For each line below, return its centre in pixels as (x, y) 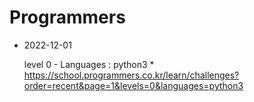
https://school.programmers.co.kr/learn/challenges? (131, 75)
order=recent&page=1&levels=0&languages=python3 (133, 85)
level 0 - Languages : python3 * (89, 64)
